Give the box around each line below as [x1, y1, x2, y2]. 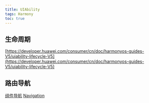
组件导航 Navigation [5, 93, 45, 98]
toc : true [5, 16, 25, 21]
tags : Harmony [5, 12, 34, 16]
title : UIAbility [5, 7, 40, 12]
